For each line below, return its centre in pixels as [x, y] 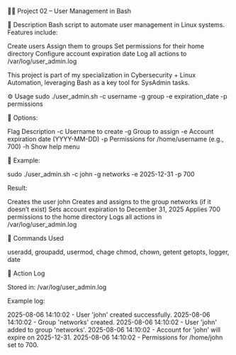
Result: [17, 188]
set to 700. [23, 345]
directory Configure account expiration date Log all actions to [97, 54]
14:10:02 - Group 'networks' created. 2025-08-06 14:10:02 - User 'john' [112, 322]
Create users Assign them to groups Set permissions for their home [106, 46]
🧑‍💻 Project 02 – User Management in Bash [69, 11]
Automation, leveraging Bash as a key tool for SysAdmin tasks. [99, 83]
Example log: [26, 301]
